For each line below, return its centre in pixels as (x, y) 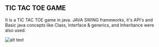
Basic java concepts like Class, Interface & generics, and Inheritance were (79, 25)
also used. (15, 30)
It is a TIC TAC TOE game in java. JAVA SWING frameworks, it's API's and (79, 20)
